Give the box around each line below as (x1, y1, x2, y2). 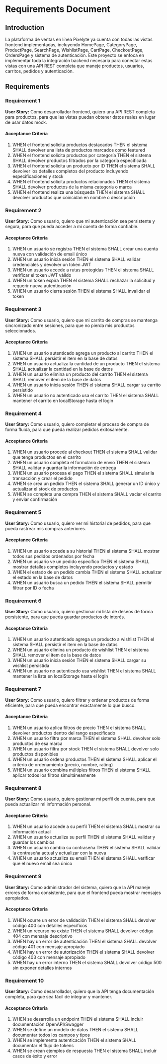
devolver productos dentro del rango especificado (12, 730, 116, 736)
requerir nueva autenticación (12, 283, 72, 289)
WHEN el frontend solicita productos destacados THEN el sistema (12, 142, 148, 148)
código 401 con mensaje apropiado (12, 943, 85, 950)
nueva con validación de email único (12, 251, 87, 257)
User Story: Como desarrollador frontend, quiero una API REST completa (5, 108, 155, 115)
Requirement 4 (5, 410, 42, 417)
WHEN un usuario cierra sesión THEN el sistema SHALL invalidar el (12, 288, 150, 294)
